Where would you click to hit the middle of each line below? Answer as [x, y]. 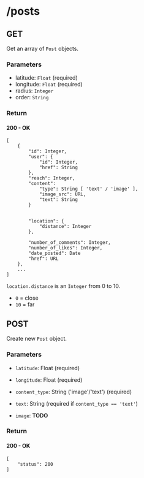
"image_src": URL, [63, 194]
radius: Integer [34, 91]
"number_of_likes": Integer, [66, 248]
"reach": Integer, [52, 178]
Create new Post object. [37, 339]
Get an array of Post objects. [42, 48]
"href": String [59, 168]
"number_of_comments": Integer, [70, 243]
